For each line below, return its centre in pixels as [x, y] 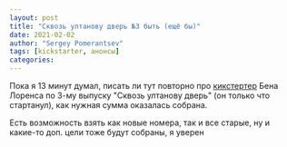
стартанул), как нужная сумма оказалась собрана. [109, 105]
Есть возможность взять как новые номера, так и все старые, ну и [140, 122]
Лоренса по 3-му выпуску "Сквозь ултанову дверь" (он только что [140, 95]
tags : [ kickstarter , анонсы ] [64, 52]
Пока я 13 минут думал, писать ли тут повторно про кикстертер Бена [144, 86]
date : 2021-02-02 [42, 34]
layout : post [34, 18]
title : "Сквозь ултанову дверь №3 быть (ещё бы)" [105, 26]
